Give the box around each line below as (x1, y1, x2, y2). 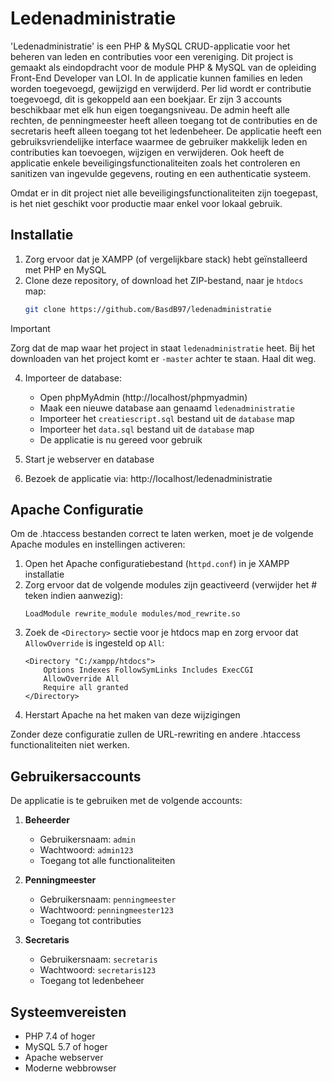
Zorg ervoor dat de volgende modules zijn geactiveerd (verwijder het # (24, 579, 318, 591)
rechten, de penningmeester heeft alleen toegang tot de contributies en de (10, 114, 318, 126)
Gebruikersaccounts (10, 768, 142, 785)
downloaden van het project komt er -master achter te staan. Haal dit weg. (10, 352, 317, 364)
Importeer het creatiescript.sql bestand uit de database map (39, 412, 295, 424)
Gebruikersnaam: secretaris (39, 953, 158, 966)
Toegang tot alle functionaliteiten (39, 855, 176, 867)
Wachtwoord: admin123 (39, 844, 134, 856)
